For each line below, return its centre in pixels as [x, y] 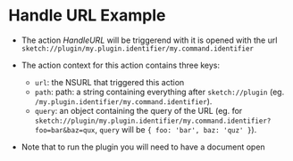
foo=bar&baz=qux [65, 130]
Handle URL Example [87, 16]
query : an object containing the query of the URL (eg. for [138, 110]
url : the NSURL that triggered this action [109, 82]
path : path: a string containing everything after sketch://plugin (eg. [159, 92]
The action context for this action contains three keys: [121, 65]
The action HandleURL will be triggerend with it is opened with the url [149, 40]
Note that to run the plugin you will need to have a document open [143, 147]
